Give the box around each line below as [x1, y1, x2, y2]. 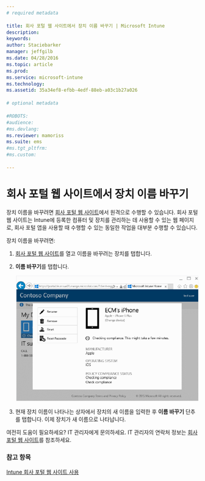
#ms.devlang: [6, 126, 40, 132]
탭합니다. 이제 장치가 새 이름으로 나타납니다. [21, 416, 126, 423]
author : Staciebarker [6, 42, 62, 48]
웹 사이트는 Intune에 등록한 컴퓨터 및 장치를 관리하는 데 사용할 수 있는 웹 [6, 216, 178, 223]
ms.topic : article [6, 61, 53, 67]
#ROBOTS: [6, 113, 29, 119]
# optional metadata [6, 100, 59, 106]
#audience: [6, 119, 34, 125]
